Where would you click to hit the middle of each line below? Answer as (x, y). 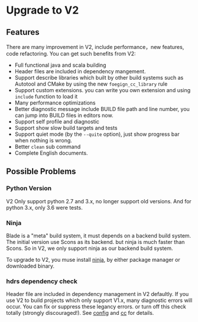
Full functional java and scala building (60, 65)
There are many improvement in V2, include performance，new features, (95, 47)
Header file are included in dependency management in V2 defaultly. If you (98, 294)
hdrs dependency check (42, 281)
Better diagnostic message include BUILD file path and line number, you (102, 109)
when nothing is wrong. (43, 140)
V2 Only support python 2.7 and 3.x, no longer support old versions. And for (99, 201)
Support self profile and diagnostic (57, 121)
